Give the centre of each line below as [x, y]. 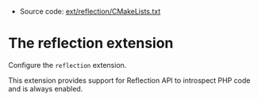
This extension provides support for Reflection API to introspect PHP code [129, 80]
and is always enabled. [46, 88]
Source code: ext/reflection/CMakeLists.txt [90, 11]
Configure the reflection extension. [67, 65]
